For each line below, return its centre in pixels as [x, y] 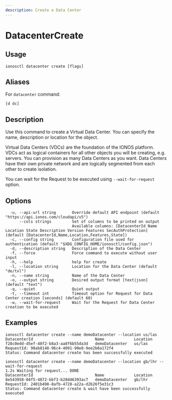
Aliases [17, 82]
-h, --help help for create [58, 262]
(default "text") [24, 285]
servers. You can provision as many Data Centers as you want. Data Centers [86, 158]
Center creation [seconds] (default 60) [49, 298]
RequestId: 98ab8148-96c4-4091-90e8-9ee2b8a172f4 [60, 348]
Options [18, 201]
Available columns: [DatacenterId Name [114, 226]
